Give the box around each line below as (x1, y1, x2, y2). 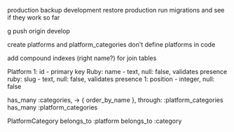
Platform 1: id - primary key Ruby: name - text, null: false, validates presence (7, 68, 228, 75)
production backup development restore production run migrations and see (7, 6, 225, 14)
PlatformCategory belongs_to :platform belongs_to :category (7, 117, 182, 125)
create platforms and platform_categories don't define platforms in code (7, 41, 216, 48)
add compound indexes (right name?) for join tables (7, 54, 157, 62)
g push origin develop (7, 27, 70, 35)
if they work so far (7, 13, 60, 22)
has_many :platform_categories (7, 103, 98, 111)
